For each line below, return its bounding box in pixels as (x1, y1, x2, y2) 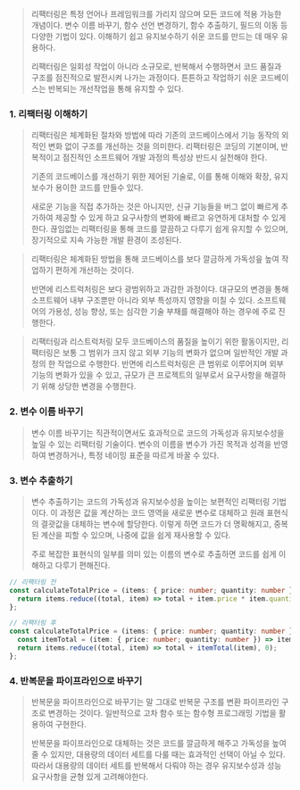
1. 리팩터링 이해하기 (9, 107, 88, 120)
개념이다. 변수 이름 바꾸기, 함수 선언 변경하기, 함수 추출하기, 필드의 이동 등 (30, 20, 288, 30)
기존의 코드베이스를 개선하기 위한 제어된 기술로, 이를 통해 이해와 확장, (30, 171, 272, 182)
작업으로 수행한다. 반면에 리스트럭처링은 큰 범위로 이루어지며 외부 (57, 359, 284, 370)
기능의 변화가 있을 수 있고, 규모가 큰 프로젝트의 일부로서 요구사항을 (30, 370, 262, 380)
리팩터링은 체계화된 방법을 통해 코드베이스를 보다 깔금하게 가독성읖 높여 (30, 254, 279, 264)
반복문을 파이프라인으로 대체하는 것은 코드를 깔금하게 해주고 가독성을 (30, 738, 271, 749)
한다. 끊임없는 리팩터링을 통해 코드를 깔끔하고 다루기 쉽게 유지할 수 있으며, (30, 223, 288, 235)
